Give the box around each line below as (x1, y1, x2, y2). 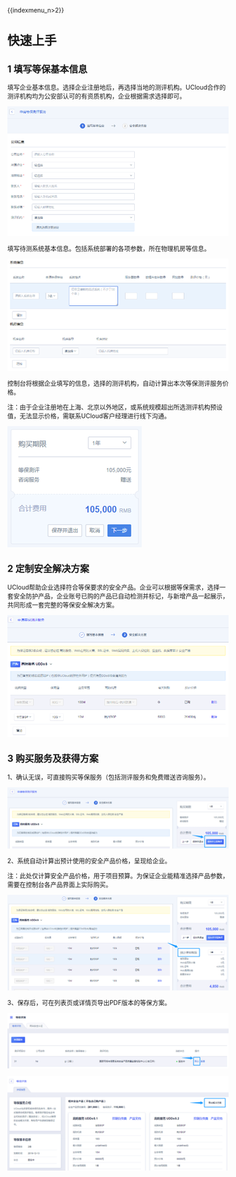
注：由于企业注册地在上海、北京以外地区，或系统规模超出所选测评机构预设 (7, 402, 223, 411)
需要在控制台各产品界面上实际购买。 (7, 880, 112, 889)
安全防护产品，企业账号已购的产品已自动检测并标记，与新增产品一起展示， (13, 591, 229, 600)
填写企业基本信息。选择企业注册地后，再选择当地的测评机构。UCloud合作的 (7, 83, 226, 91)
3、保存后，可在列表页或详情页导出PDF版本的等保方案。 (7, 998, 171, 1006)
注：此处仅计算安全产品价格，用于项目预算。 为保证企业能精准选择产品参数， (7, 871, 229, 880)
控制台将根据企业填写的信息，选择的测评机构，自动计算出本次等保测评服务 (7, 378, 223, 387)
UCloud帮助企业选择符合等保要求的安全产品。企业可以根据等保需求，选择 (7, 583, 220, 591)
